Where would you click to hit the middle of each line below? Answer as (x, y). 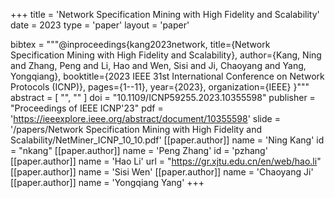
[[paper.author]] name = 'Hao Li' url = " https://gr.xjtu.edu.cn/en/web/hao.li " (166, 161)
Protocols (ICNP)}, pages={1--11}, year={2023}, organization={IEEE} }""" (160, 87)
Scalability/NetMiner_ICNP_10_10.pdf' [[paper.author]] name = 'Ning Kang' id (167, 140)
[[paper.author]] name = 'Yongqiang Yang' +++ (107, 182)
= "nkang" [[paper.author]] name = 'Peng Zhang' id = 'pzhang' (139, 150)
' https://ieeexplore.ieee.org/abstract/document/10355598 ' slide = (145, 118)
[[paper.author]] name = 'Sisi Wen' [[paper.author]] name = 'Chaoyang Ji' (162, 172)
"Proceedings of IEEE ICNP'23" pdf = (87, 108)
